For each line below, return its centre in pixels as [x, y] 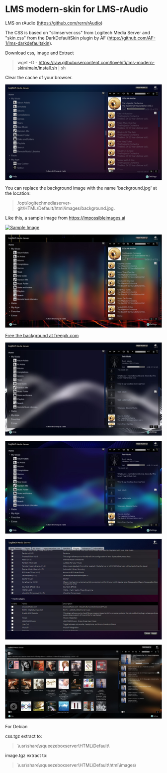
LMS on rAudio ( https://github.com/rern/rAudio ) [54, 23]
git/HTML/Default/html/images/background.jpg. [66, 208]
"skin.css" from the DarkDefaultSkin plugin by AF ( [57, 38]
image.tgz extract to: [26, 756]
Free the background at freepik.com [42, 335]
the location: [18, 193]
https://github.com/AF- [132, 38]
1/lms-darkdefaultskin [27, 43]
